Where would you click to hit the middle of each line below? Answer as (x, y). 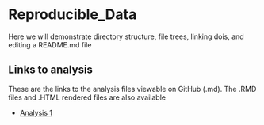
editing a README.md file (50, 44)
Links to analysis (51, 70)
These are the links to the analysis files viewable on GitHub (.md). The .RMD (132, 89)
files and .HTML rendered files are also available (87, 97)
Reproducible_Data (73, 15)
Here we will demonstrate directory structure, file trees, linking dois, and (126, 36)
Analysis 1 (36, 112)
